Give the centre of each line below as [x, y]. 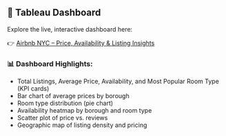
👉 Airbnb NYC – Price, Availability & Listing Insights [81, 43]
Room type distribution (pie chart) [65, 103]
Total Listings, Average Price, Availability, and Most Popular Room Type [118, 81]
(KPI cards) [33, 89]
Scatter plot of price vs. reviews [62, 118]
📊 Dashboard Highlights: [50, 64]
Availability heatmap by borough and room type [84, 111]
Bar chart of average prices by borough [73, 96]
